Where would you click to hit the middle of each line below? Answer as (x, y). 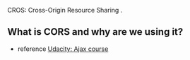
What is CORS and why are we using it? (95, 32)
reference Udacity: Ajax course (63, 49)
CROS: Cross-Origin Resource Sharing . (65, 10)
